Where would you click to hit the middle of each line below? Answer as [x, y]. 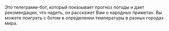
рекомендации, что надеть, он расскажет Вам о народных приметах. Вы [83, 12]
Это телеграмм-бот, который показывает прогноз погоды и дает [74, 7]
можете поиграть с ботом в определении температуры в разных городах [84, 18]
